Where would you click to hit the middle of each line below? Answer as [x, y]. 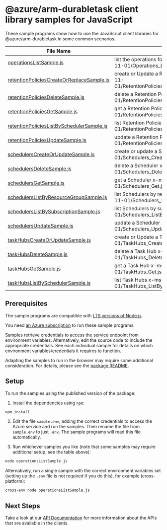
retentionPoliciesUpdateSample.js [47, 140]
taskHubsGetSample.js [34, 268]
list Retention [129, 123]
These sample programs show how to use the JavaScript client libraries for [82, 33]
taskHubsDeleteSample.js [38, 254]
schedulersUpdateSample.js [41, 226]
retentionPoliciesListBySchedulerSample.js [58, 126]
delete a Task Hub [135, 251]
